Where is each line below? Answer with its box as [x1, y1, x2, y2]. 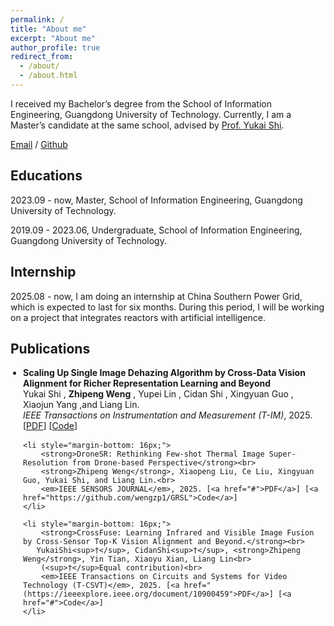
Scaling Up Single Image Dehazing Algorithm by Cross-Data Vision [23, 367, 306, 379]
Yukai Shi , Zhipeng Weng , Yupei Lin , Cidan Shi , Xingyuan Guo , [23, 388, 294, 400]
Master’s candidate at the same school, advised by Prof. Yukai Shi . [10, 119, 285, 131]
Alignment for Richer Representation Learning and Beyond [23, 377, 272, 390]
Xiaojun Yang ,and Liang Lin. [23, 399, 140, 411]
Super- [268, 449, 297, 460]
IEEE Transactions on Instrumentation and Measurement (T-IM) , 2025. [23, 409, 313, 421]
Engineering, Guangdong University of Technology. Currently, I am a [10, 108, 292, 120]
